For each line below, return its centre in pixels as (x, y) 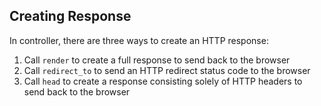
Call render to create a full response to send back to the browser (157, 60)
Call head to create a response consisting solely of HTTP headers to (163, 81)
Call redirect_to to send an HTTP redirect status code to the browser (167, 70)
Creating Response (70, 16)
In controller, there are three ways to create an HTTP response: (139, 40)
